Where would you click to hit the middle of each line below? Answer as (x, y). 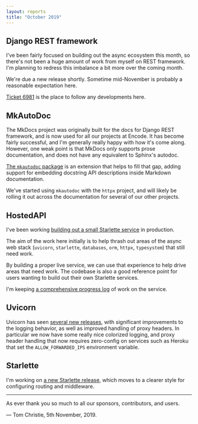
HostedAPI (26, 216)
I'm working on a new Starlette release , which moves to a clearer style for (95, 380)
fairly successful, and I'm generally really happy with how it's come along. (96, 143)
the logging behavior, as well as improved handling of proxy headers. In (93, 328)
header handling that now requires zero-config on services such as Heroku (97, 341)
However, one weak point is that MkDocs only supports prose (81, 149)
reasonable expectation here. (42, 86)
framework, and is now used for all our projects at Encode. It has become (95, 136)
